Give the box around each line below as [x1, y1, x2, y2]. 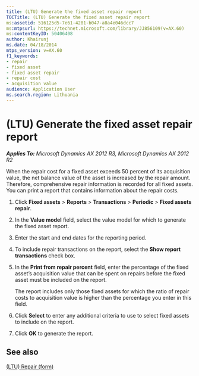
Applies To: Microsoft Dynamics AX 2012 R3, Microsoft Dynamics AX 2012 [6, 150, 189, 157]
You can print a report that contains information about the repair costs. [6, 187, 179, 194]
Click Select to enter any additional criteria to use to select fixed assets [14, 312, 189, 319]
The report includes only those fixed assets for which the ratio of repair [14, 287, 189, 295]
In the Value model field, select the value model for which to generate [14, 216, 186, 223]
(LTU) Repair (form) [6, 363, 54, 370]
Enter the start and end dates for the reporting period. [14, 234, 147, 241]
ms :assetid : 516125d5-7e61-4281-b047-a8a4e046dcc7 [6, 20, 134, 26]
